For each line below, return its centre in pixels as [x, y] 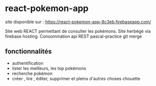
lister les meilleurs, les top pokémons [49, 68]
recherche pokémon [32, 73]
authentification [28, 63]
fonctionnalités [28, 51]
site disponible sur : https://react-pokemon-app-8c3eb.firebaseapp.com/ [78, 22]
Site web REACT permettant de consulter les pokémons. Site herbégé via [78, 31]
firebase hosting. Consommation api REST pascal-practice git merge [73, 36]
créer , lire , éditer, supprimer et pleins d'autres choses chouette [76, 78]
